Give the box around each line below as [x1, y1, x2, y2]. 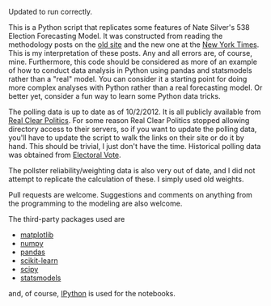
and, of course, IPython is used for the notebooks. [8, 289, 176, 298]
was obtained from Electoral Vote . [8, 150, 121, 159]
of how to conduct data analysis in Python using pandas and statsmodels [8, 66, 252, 75]
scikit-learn [19, 256, 58, 266]
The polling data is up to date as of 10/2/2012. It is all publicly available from [8, 107, 261, 117]
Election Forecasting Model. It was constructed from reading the [8, 32, 223, 40]
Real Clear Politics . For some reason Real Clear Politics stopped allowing [8, 116, 250, 125]
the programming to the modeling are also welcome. [8, 198, 183, 208]
